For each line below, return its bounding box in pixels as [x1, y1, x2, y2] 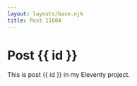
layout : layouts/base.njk [7, 10, 83, 18]
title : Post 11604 [7, 17, 61, 24]
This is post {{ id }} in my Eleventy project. [7, 70, 131, 79]
